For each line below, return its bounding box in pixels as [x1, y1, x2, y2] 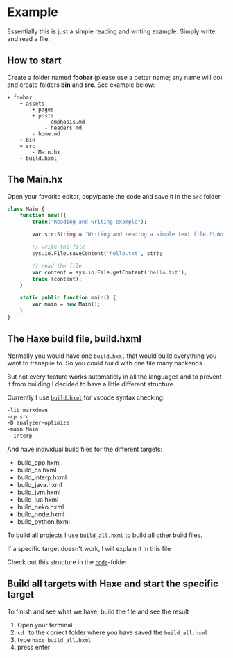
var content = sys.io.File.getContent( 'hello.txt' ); [32, 269, 188, 276]
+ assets [19, 100, 45, 107]
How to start [7, 55, 62, 67]
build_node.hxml [17, 510, 64, 518]
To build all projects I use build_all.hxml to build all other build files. [7, 531, 202, 539]
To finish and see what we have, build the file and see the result [7, 607, 189, 616]
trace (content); [32, 275, 82, 282]
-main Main [7, 426, 39, 433]
